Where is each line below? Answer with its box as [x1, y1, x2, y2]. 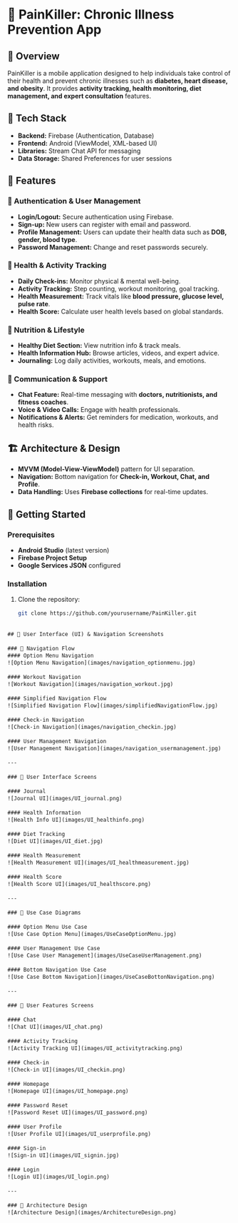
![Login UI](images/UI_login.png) [7, 1174, 110, 1181]
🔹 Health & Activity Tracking [7, 261, 107, 271]
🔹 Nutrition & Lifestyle [7, 325, 85, 335]
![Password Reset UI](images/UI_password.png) [7, 1109, 148, 1117]
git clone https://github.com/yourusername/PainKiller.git [17, 610, 197, 617]
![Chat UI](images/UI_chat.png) [7, 1024, 103, 1031]
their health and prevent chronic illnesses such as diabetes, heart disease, [7, 76, 228, 85]
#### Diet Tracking [7, 831, 66, 838]
